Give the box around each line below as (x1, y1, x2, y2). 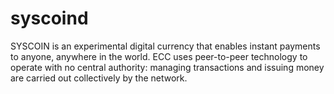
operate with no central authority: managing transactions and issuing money (10, 61, 325, 73)
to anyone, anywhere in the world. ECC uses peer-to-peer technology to (10, 50, 308, 62)
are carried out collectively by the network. (10, 72, 188, 84)
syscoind (10, 7, 89, 30)
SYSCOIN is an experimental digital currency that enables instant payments (10, 40, 321, 52)
